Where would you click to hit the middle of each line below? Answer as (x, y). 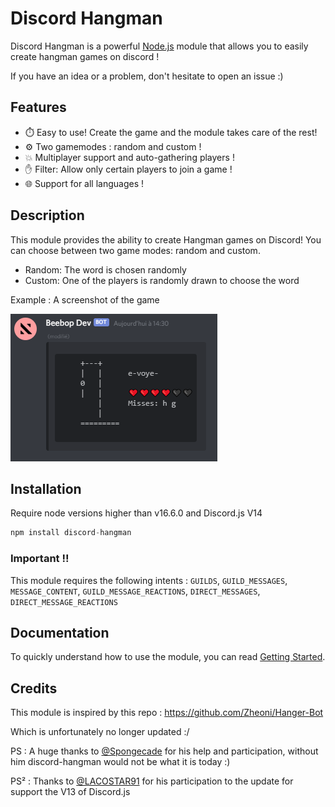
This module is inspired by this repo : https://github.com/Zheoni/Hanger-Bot (167, 713)
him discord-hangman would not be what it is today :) (120, 762)
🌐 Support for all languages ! (84, 183)
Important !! (40, 559)
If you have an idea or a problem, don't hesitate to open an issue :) (147, 76)
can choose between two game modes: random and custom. (135, 250)
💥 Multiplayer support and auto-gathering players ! (129, 157)
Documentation (60, 632)
